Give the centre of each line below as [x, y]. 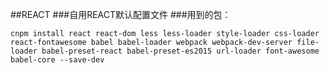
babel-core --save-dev [57, 60]
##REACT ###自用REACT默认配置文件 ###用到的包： [121, 14]
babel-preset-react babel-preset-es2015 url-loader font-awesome [180, 51]
